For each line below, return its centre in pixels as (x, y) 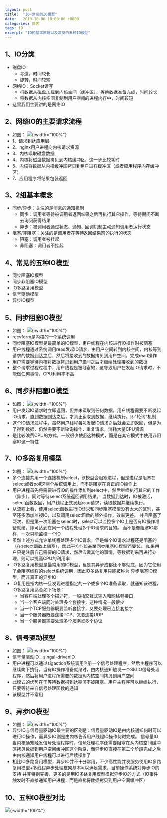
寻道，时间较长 (35, 73)
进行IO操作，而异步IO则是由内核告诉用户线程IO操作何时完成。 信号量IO (85, 737)
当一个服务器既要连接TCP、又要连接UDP (61, 614)
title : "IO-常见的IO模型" (31, 14)
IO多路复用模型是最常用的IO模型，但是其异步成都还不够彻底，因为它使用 (86, 564)
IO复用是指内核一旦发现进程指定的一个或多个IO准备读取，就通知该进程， (86, 583)
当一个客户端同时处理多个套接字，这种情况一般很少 (72, 602)
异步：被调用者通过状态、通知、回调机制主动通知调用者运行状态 (85, 227)
